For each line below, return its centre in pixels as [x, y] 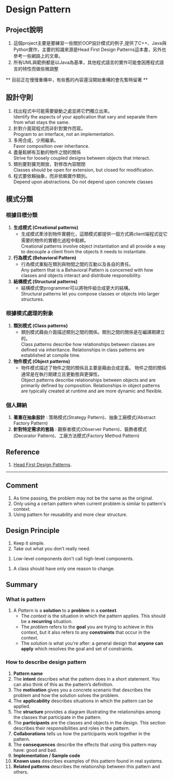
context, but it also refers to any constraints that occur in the [85, 632]
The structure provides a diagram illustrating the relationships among [87, 712]
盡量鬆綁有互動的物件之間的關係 [47, 152]
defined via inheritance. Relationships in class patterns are [83, 350]
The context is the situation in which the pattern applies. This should [93, 616]
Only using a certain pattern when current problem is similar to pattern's [90, 504]
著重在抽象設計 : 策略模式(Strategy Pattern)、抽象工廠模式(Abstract [84, 418]
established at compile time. [51, 355]
